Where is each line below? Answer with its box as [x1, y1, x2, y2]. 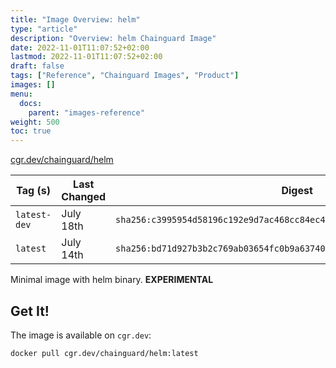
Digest [281, 184, 313, 198]
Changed [61, 190, 107, 204]
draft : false [10, 61, 65, 71]
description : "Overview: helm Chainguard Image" [10, 33, 217, 43]
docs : [19, 98, 43, 108]
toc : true [10, 126, 52, 136]
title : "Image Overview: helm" [10, 14, 141, 25]
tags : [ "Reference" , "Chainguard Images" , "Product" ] [10, 71, 240, 81]
